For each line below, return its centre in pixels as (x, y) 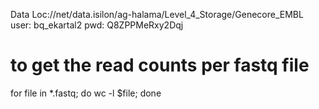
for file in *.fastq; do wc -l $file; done (86, 93)
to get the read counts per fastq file (160, 65)
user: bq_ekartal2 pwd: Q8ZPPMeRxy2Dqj (97, 25)
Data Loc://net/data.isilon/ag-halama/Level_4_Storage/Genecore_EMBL (157, 14)
